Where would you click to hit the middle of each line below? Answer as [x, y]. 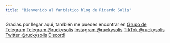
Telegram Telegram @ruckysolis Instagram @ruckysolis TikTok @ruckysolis [85, 30]
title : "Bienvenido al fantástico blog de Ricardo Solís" [68, 10]
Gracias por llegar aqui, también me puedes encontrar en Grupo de [76, 24]
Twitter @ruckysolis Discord [35, 35]
